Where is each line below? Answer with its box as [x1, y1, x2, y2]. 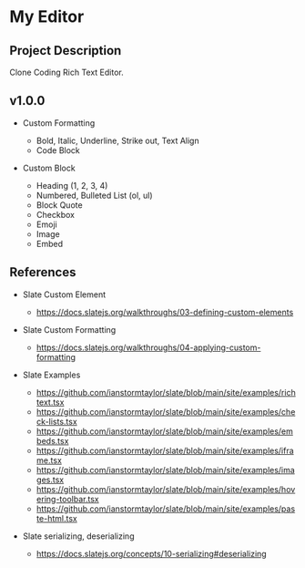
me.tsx [36, 454, 62, 466]
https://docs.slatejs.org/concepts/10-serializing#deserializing [36, 548, 267, 559]
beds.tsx [36, 435, 69, 446]
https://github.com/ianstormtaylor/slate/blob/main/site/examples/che [36, 406, 296, 417]
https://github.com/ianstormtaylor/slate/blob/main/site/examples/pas [36, 503, 296, 514]
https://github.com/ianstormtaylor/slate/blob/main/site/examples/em [36, 426, 294, 437]
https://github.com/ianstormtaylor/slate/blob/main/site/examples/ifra [36, 445, 294, 456]
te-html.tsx [36, 512, 77, 523]
